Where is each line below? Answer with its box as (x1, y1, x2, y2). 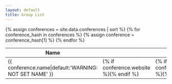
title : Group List (5, 12, 45, 17)
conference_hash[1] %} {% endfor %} (5, 37, 85, 43)
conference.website (102, 64, 150, 71)
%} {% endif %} (102, 70, 139, 77)
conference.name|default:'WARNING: (8, 64, 98, 71)
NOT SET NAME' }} (8, 70, 54, 77)
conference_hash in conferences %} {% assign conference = (5, 32, 135, 38)
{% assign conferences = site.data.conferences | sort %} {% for (5, 26, 141, 32)
